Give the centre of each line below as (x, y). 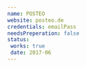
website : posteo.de (36, 20)
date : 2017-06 (31, 53)
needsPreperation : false (43, 33)
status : (19, 40)
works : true (28, 46)
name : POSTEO (26, 14)
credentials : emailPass (42, 27)
